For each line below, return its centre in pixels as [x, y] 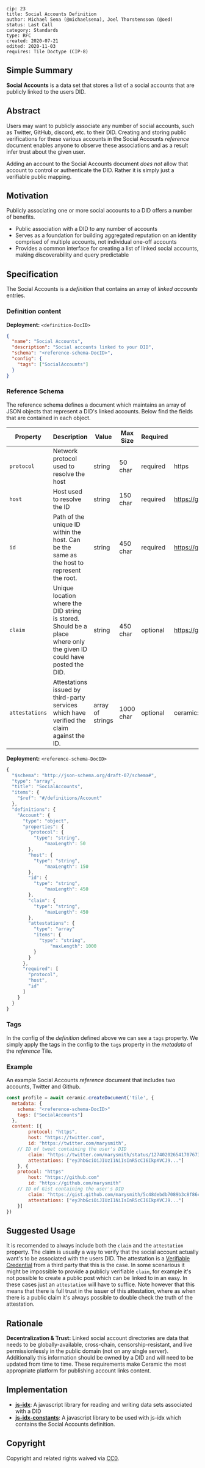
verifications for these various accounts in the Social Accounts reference [98, 138]
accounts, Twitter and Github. [44, 1086]
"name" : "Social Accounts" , [48, 342]
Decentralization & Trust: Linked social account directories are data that [98, 1338]
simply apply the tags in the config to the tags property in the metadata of [99, 1044]
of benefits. [21, 217]
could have [69, 657]
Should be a [70, 626]
